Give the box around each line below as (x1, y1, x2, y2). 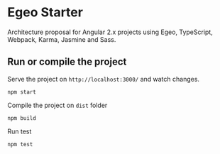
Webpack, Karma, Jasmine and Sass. (7, 35, 116, 43)
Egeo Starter (7, 4, 84, 21)
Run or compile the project (7, 56, 127, 68)
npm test (7, 141, 33, 148)
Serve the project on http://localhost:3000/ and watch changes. (7, 75, 200, 83)
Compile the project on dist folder (7, 101, 108, 109)
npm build (7, 114, 37, 121)
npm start (7, 88, 37, 96)
